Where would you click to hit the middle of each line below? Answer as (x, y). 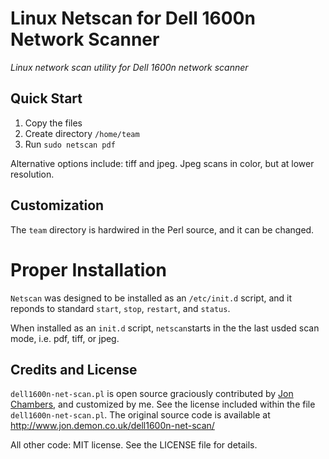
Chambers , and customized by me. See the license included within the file (163, 404)
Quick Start (46, 98)
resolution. (32, 174)
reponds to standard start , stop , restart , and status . (120, 308)
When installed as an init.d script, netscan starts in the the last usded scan (165, 328)
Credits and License (74, 369)
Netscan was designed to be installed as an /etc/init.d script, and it (151, 298)
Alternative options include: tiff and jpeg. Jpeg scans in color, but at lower (162, 163)
